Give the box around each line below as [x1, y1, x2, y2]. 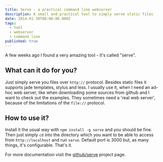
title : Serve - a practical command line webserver [5, 7, 112, 12]
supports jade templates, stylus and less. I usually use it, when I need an [5, 84, 150, 90]
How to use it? [5, 114, 49, 122]
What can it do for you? [5, 66, 77, 74]
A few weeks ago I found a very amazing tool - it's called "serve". [5, 52, 136, 58]
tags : [5, 20, 16, 26]
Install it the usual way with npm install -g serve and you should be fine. [5, 127, 152, 133]
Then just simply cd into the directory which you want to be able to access [5, 132, 154, 138]
